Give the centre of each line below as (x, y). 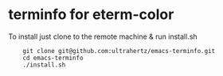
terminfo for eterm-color (91, 15)
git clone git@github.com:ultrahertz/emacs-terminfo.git (119, 51)
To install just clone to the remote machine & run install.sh (103, 36)
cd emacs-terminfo (53, 58)
